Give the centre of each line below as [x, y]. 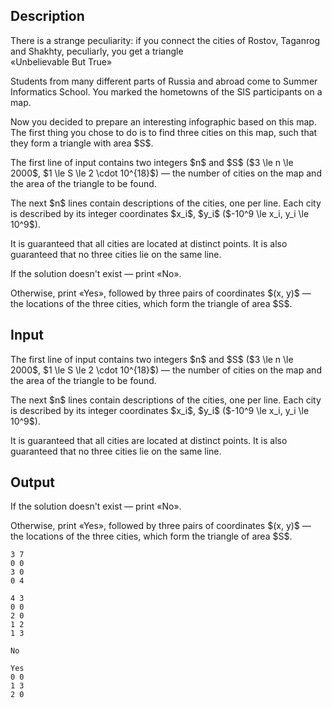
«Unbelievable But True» [61, 61]
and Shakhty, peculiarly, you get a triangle [97, 51]
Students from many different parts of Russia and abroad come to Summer [164, 81]
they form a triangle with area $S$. [82, 143]
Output [32, 482]
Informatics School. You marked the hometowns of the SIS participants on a [166, 91]
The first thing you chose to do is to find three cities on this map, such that [164, 132]
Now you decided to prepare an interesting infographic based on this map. [163, 121]
